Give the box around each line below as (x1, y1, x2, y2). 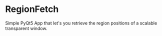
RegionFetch (5, 3, 59, 15)
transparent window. (5, 25, 47, 31)
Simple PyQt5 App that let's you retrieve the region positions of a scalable (5, 20, 157, 26)
